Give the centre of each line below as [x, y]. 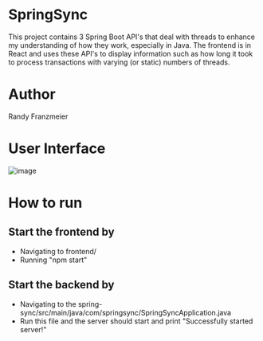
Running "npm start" [53, 260]
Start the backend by [61, 285]
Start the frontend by [61, 232]
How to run [45, 203]
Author [32, 94]
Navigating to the [48, 304]
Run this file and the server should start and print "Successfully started [136, 321]
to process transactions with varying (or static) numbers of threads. [119, 62]
